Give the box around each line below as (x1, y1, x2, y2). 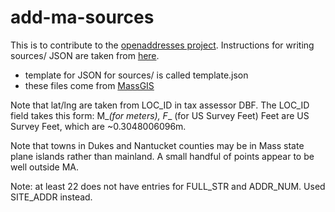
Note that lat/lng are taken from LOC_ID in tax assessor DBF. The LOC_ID (10, 99, 310, 111)
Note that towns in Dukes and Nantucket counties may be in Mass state (10, 139, 305, 151)
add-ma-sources (10, 6, 155, 29)
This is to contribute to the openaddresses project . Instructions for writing (10, 39, 315, 51)
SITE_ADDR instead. (10, 191, 93, 203)
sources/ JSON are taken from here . (10, 49, 160, 61)
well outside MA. (10, 161, 79, 173)
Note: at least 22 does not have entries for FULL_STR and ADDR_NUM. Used (10, 180, 326, 192)
